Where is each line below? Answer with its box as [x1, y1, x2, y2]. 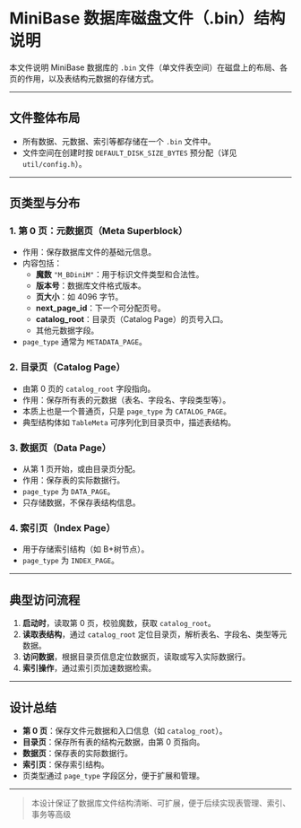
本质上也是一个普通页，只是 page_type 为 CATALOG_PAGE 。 [21, 405, 231, 416]
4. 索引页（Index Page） [9, 521, 116, 534]
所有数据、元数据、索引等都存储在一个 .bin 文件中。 [21, 135, 217, 146]
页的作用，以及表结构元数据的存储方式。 [9, 73, 159, 83]
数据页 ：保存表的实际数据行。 [21, 747, 133, 758]
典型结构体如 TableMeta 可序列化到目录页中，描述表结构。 [21, 416, 236, 427]
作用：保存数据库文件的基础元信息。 [21, 247, 157, 257]
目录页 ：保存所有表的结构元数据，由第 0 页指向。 [21, 736, 205, 747]
